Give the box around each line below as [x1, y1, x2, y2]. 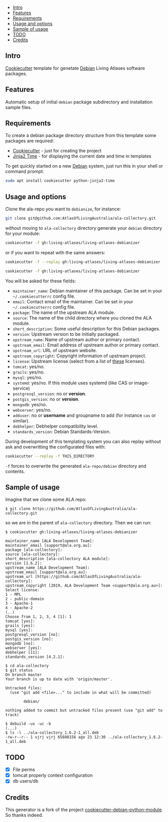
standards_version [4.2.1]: [5, 654, 65, 659]
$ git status [5, 668, 33, 673]
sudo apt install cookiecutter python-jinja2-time [5, 178, 115, 183]
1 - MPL [5, 592, 22, 597]
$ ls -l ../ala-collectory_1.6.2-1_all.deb [5, 730, 99, 735]
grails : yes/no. [12, 369, 45, 375]
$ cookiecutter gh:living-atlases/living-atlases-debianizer [5, 529, 138, 535]
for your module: [5, 230, 40, 236]
